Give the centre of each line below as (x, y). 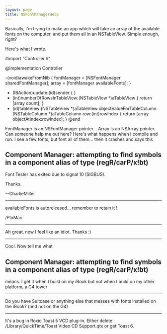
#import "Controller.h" (28, 58)
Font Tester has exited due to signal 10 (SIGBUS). (55, 174)
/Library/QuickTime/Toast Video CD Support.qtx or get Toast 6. (70, 326)
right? (11, 39)
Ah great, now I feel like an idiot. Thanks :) (48, 232)
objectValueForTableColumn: (128, 108)
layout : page (19, 10)
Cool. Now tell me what (29, 246)
